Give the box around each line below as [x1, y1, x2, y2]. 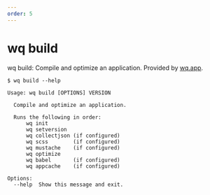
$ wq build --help [7, 77, 61, 84]
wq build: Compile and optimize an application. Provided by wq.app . [7, 64, 204, 72]
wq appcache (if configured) [25, 162, 120, 170]
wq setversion [25, 126, 68, 133]
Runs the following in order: [13, 113, 101, 121]
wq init [25, 120, 49, 127]
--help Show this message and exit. [13, 181, 124, 188]
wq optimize [25, 150, 61, 157]
